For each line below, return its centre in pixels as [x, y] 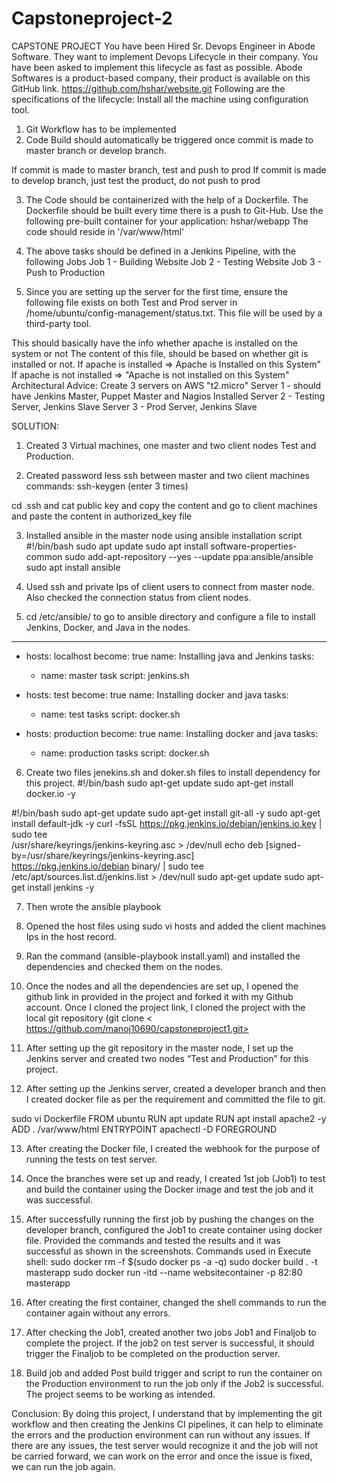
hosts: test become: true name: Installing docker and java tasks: [157, 694]
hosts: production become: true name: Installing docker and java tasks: [172, 733]
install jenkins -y [61, 887]
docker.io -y [50, 793]
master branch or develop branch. [96, 150]
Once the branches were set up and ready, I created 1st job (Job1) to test [175, 1178]
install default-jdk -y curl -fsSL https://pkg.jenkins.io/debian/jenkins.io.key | [167, 823]
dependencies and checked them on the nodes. [124, 966]
